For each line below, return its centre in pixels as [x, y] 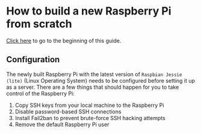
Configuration [33, 59]
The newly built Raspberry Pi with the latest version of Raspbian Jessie [94, 74]
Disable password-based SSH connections [68, 111]
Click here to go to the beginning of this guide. [64, 40]
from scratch [39, 24]
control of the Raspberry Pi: [41, 93]
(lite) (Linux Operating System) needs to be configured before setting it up [101, 80]
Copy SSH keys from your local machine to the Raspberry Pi [89, 105]
